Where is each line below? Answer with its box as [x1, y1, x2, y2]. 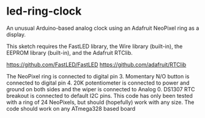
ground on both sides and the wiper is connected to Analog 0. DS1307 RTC [6, 85, 195, 92]
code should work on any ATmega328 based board [6, 105, 136, 112]
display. [6, 30, 26, 38]
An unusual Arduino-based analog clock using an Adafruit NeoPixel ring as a [6, 24, 199, 32]
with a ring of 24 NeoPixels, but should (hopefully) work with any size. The [6, 99, 195, 106]
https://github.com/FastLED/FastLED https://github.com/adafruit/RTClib [6, 61, 187, 68]
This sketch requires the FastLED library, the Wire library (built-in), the [6, 43, 183, 50]
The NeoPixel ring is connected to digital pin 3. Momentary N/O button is [6, 72, 190, 80]
